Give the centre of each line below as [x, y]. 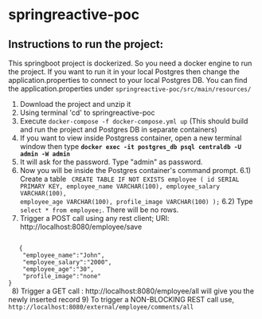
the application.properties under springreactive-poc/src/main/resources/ [130, 89]
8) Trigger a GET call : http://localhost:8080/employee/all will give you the [133, 291]
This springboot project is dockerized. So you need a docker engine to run [130, 63]
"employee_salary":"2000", [67, 262]
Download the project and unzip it [75, 104]
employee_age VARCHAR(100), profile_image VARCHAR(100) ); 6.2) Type [136, 201]
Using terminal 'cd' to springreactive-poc [87, 112]
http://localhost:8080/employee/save [81, 226]
